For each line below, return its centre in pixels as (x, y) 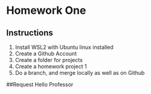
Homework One (46, 11)
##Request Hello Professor (40, 84)
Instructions (30, 33)
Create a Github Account (46, 54)
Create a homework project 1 (51, 66)
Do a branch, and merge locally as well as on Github (80, 73)
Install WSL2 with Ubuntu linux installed (64, 47)
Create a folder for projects (49, 60)
